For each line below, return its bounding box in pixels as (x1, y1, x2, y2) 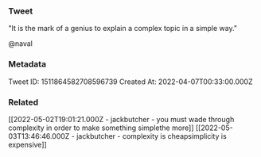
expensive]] (8, 140, 48, 149)
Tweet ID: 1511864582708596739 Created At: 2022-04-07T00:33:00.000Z (8, 77, 253, 86)
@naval (8, 39, 33, 48)
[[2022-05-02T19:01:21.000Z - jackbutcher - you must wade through (8, 114, 235, 124)
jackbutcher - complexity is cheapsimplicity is (76, 131, 227, 140)
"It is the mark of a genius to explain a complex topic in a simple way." (8, 24, 237, 33)
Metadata (8, 59, 46, 70)
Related (8, 97, 39, 108)
